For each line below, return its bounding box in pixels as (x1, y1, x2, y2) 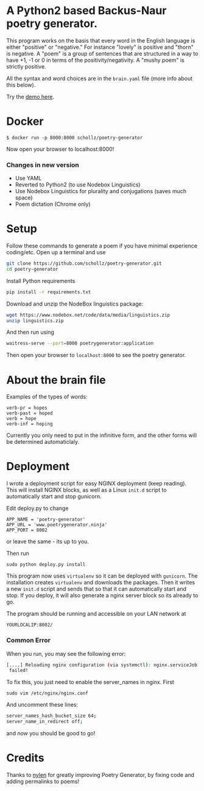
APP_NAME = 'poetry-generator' (6, 517, 86, 523)
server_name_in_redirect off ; (6, 719, 83, 725)
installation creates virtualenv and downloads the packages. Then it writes (6, 579, 195, 586)
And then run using (6, 328, 55, 336)
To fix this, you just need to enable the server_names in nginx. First (6, 679, 175, 686)
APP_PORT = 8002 (6, 527, 47, 534)
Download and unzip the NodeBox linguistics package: (6, 300, 144, 307)
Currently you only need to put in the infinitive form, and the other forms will (6, 432, 197, 439)
